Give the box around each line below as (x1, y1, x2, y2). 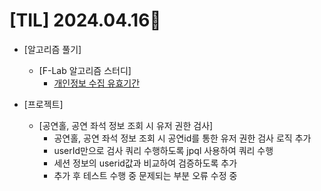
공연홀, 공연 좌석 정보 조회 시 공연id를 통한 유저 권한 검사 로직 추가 (53, 132, 312, 144)
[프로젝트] (23, 98, 64, 110)
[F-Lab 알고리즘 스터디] (38, 64, 132, 76)
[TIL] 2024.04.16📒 (9, 9, 162, 32)
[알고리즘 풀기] (23, 43, 82, 55)
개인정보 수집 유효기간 (53, 77, 141, 89)
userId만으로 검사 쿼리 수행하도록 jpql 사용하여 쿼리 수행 (53, 144, 274, 156)
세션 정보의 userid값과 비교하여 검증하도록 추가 (53, 157, 238, 169)
